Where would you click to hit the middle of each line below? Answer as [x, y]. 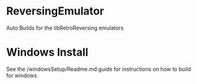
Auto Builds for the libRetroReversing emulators [65, 28]
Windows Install [47, 52]
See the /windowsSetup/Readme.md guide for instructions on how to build [99, 69]
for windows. [23, 75]
